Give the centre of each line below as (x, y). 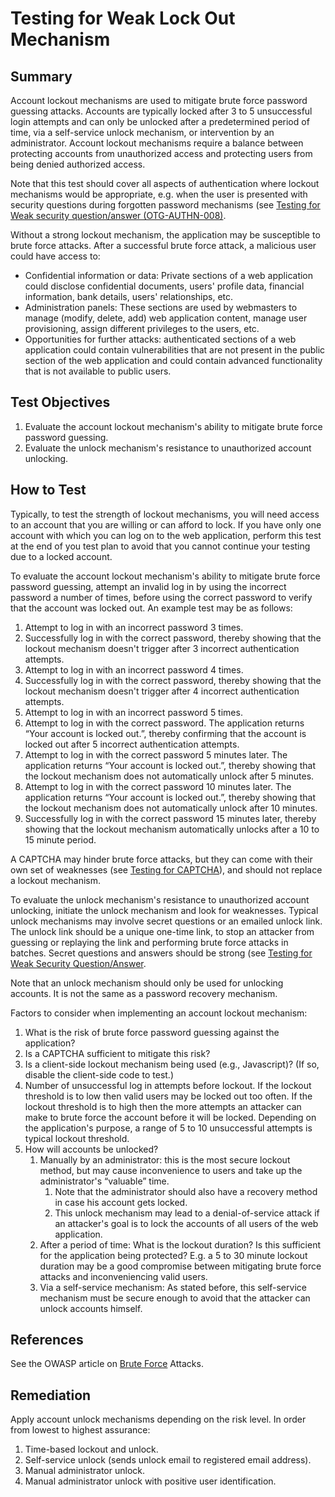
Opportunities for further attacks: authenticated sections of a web (160, 339)
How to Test (48, 490)
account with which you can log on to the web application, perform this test (166, 535)
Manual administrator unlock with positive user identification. (150, 1481)
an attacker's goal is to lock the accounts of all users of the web (186, 1223)
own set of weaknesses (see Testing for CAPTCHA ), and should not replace (166, 869)
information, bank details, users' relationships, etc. (129, 296)
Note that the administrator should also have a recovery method (186, 1191)
